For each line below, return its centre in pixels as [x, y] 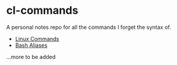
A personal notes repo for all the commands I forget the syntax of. [89, 27]
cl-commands [42, 11]
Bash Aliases [31, 45]
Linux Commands [37, 39]
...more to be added [31, 57]
